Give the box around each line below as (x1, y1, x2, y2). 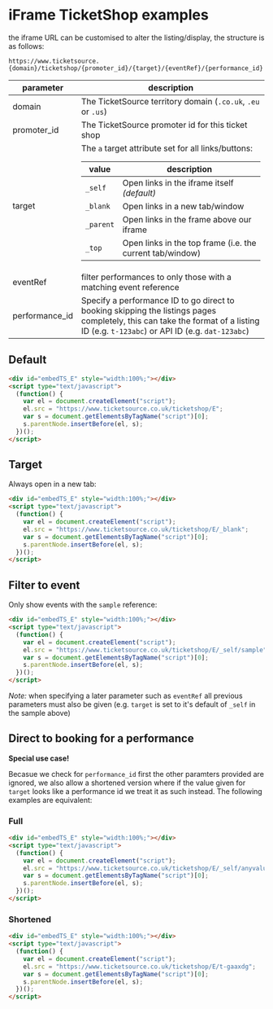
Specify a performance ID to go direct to (80, 295, 235, 306)
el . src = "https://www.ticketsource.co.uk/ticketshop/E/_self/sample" (23, 646, 267, 654)
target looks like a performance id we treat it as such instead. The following (8, 786, 262, 796)
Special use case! (8, 753, 70, 763)
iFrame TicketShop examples (8, 6, 209, 24)
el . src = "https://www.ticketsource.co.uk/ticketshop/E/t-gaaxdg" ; (23, 963, 256, 971)
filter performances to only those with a (80, 271, 232, 283)
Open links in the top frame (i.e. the (122, 237, 257, 248)
